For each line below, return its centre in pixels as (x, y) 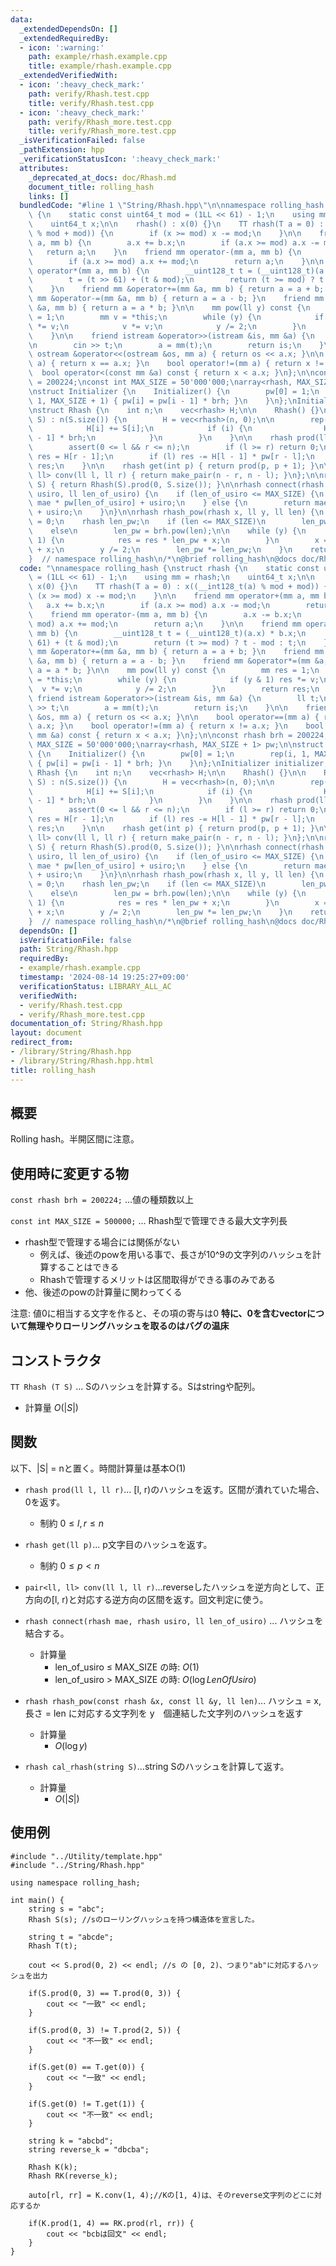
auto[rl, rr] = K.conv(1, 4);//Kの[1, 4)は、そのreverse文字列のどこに (171, 2195)
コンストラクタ (56, 1360)
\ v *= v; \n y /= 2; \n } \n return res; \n (174, 689)
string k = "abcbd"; (71, 2141)
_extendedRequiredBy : (64, 38)
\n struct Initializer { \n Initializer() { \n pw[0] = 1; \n (174, 391)
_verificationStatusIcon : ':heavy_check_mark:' (120, 159)
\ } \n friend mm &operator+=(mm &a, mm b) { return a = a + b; (176, 289)
